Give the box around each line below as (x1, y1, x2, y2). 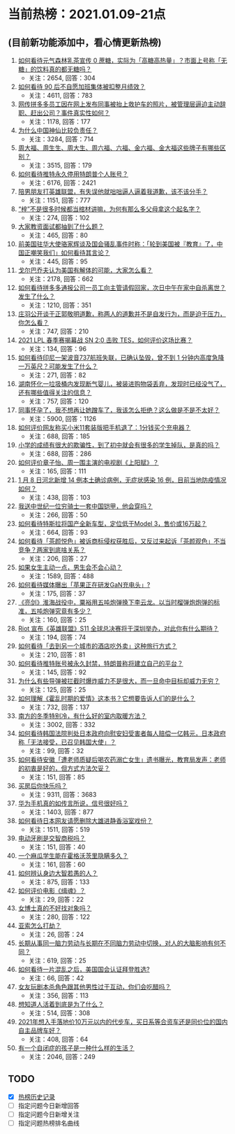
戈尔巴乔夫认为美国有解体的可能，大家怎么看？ (17, 266, 153, 274)
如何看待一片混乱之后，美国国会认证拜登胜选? (17, 966, 150, 973)
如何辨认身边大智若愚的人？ (17, 869, 98, 877)
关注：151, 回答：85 (28, 773, 86, 781)
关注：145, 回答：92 (28, 668, 86, 676)
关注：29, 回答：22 (28, 896, 84, 903)
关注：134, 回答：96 (28, 345, 86, 353)
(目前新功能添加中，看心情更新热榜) (8, 36, 162, 48)
